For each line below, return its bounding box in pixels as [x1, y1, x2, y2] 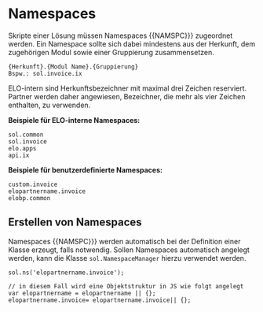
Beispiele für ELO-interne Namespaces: [8, 115, 141, 124]
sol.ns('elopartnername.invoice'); [8, 269, 125, 277]
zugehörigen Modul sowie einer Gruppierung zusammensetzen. [8, 47, 214, 57]
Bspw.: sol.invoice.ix [8, 69, 82, 77]
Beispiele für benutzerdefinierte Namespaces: [8, 165, 163, 174]
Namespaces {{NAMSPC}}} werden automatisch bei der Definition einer [8, 236, 241, 246]
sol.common [8, 131, 44, 139]
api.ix [8, 151, 30, 159]
